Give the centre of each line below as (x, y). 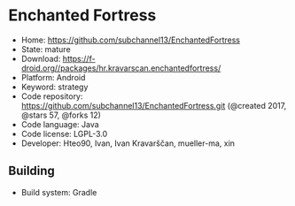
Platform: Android (53, 77)
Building (31, 171)
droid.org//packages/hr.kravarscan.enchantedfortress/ (121, 68)
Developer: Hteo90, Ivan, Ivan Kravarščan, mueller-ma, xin (128, 143)
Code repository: (52, 96)
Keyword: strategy (54, 87)
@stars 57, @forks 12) (61, 115)
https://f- (79, 58)
